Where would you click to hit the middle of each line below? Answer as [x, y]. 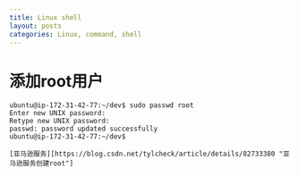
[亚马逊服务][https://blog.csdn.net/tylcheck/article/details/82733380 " [146, 154]
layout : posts [36, 26]
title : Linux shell [46, 17]
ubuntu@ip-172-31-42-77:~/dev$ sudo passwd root [102, 105]
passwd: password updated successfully [84, 129]
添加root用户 [56, 81]
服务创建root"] [48, 163]
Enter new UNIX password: [57, 113]
